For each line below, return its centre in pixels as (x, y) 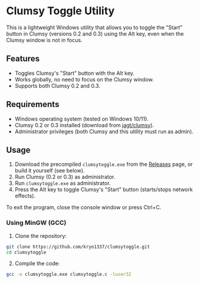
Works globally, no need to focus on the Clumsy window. (84, 79)
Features (23, 59)
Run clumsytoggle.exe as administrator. (63, 183)
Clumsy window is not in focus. (44, 40)
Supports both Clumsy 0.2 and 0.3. (58, 86)
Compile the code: (37, 263)
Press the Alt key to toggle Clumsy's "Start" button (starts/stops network (104, 190)
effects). (25, 196)
